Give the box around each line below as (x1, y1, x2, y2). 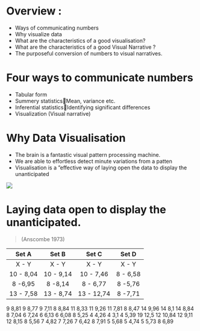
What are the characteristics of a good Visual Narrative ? (14, 43, 156, 51)
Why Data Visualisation (6, 131, 126, 145)
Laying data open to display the (6, 203, 167, 216)
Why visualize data (14, 30, 62, 37)
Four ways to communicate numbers (6, 71, 194, 85)
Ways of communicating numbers (14, 24, 99, 31)
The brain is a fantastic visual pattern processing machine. (14, 151, 161, 158)
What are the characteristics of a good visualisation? (14, 37, 146, 44)
